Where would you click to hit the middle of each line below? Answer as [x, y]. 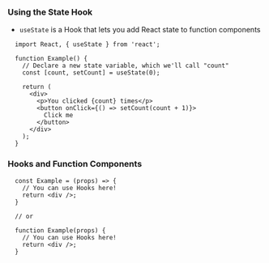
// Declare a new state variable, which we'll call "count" [126, 66]
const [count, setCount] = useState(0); [91, 73]
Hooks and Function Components [75, 164]
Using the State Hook [50, 12]
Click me [58, 116]
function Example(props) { [60, 230]
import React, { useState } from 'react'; [88, 45]
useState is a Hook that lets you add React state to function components [140, 30]
